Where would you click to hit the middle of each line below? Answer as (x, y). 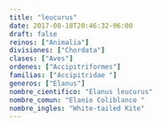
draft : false (33, 34)
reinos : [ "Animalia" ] (49, 42)
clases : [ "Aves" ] (41, 59)
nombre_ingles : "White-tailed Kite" (77, 108)
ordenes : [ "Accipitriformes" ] (65, 67)
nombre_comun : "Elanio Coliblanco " (77, 100)
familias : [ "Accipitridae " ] (63, 75)
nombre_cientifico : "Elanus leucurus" (81, 91)
